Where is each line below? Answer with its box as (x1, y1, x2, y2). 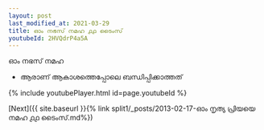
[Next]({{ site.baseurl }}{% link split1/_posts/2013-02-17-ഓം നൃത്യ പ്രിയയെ (8, 104, 256, 113)
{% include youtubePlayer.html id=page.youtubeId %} (8, 88, 188, 98)
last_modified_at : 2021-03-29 (8, 19, 110, 27)
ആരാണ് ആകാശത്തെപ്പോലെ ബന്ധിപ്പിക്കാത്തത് (19, 72, 183, 82)
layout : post (8, 11, 52, 20)
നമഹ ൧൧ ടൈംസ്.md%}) (8, 113, 93, 123)
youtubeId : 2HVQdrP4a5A (8, 34, 89, 43)
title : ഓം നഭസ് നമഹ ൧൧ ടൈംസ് (8, 26, 123, 35)
